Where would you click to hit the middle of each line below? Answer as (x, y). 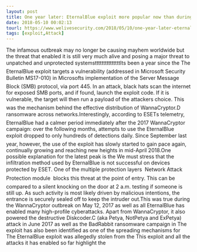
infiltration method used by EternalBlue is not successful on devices (88, 163)
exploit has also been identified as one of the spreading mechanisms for (93, 230)
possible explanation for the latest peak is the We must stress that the (90, 157)
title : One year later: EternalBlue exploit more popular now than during (99, 17)
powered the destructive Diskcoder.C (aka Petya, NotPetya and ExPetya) (94, 218)
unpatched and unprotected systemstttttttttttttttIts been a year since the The (98, 63)
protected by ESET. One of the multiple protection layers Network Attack (94, 169)
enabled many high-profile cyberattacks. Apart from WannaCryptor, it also (96, 211)
